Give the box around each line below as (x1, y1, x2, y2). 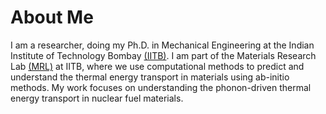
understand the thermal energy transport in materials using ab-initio (10, 71, 290, 83)
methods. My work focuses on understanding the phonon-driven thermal (10, 81, 312, 93)
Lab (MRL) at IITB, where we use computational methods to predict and (10, 60, 305, 72)
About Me (10, 6, 94, 29)
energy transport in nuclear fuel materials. (10, 92, 184, 104)
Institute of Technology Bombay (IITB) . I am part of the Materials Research (10, 49, 317, 61)
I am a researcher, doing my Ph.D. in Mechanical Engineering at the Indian (10, 39, 315, 51)
